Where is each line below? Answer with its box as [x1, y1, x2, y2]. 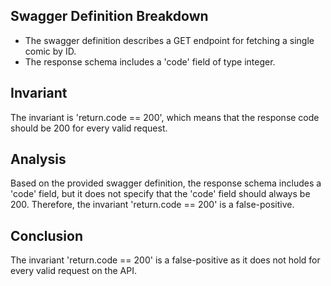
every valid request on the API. [10, 265, 137, 277]
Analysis [10, 151, 67, 168]
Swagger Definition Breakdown [10, 8, 209, 25]
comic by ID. [24, 45, 77, 57]
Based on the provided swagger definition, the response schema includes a [10, 177, 322, 189]
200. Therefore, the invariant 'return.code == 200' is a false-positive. [10, 199, 295, 211]
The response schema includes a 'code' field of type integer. [24, 55, 276, 68]
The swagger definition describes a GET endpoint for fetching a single [24, 34, 315, 46]
